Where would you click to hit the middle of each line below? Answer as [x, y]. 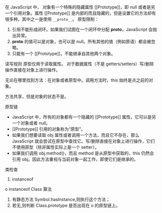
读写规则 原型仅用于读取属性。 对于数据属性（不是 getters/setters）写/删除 [79, 64]
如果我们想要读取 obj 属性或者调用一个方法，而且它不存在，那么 [76, 135]
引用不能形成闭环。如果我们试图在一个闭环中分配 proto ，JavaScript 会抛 [84, 29]
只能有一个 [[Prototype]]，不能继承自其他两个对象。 [64, 54]
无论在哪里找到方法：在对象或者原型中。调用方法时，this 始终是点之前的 [77, 80]
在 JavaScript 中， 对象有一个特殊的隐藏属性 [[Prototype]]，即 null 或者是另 [80, 7]
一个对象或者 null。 [31, 123]
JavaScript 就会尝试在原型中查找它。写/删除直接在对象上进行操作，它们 [83, 141]
